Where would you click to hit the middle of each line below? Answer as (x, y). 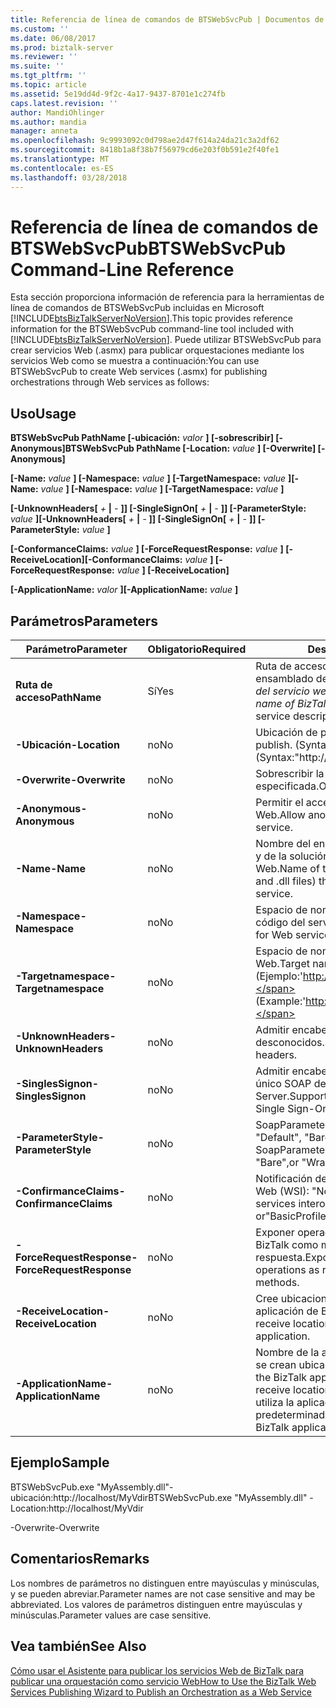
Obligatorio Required (197, 649)
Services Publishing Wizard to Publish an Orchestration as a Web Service (161, 1692)
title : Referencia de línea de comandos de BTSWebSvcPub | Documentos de (167, 19)
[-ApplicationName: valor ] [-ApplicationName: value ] (124, 590)
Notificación (284, 1179)
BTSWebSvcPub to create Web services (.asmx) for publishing (139, 372)
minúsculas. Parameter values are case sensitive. (111, 1615)
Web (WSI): (282, 1191)
